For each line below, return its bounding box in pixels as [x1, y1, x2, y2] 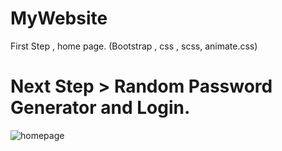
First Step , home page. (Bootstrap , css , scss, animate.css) [10, 40, 258, 52]
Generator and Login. [10, 97, 191, 119]
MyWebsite [10, 7, 108, 30]
